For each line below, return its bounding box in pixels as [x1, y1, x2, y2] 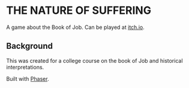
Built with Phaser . [6, 75, 49, 82]
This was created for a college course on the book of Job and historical [6, 57, 183, 64]
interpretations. [6, 63, 44, 71]
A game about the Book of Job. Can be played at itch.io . [6, 24, 145, 31]
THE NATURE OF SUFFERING [6, 4, 152, 17]
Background [6, 41, 53, 51]
